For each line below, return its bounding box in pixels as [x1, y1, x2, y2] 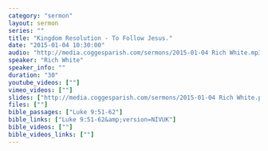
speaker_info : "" [8, 64, 66, 72]
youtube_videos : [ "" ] [8, 78, 81, 86]
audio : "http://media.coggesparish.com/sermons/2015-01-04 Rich [8, 49, 227, 57]
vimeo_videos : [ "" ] [8, 85, 73, 94]
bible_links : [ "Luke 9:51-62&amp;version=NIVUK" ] [8, 116, 177, 124]
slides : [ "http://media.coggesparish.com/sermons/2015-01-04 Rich [8, 93, 234, 101]
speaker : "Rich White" [8, 57, 84, 65]
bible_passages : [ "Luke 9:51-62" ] [8, 109, 124, 117]
